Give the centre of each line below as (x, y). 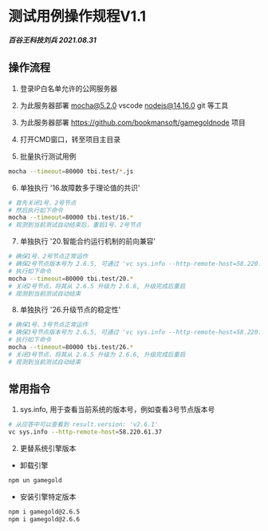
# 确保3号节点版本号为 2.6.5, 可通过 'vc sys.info (87, 332)
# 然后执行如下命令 (36, 210)
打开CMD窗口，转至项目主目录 (70, 139)
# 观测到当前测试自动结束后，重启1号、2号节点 (75, 225)
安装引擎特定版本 (48, 497)
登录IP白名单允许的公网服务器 (69, 88)
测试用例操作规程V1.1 (77, 16)
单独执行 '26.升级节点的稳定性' (70, 310)
